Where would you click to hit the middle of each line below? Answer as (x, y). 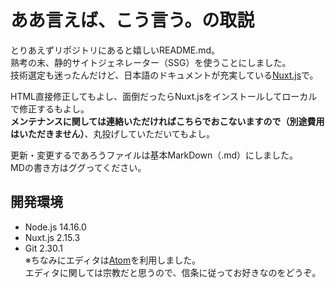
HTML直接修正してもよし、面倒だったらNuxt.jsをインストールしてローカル (164, 96)
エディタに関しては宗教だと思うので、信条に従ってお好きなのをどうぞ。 (173, 272)
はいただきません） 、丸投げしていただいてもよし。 (113, 133)
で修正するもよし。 (50, 108)
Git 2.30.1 (43, 248)
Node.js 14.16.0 (55, 227)
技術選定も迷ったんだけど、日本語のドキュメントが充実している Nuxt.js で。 (164, 75)
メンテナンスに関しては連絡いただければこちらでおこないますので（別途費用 (167, 121)
